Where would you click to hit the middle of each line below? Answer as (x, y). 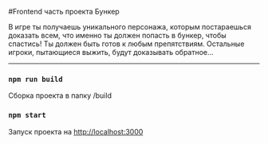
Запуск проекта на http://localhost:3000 (76, 131)
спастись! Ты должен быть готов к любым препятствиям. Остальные (126, 44)
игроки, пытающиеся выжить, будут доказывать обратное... (111, 52)
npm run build (35, 79)
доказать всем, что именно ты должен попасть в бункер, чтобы (118, 35)
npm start (27, 115)
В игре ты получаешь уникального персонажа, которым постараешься (130, 27)
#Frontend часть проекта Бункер (64, 12)
